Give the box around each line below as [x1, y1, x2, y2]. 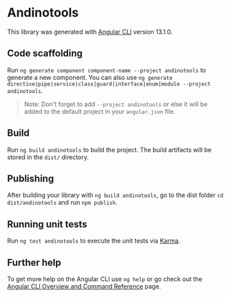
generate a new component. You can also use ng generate [7, 73, 173, 81]
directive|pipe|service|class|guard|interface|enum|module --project [7, 81, 211, 88]
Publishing [7, 172, 54, 184]
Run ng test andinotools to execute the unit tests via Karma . [7, 236, 180, 245]
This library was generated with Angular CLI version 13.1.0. [7, 28, 173, 36]
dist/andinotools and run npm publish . [7, 198, 118, 207]
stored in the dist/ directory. [7, 153, 90, 161]
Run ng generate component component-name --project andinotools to [7, 65, 207, 74]
